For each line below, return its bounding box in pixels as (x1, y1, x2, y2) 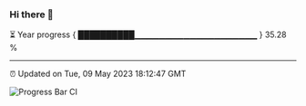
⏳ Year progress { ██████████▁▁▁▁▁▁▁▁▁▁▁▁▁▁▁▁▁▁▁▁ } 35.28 (9, 29, 287, 40)
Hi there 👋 (9, 8, 55, 21)
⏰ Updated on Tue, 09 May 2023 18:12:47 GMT (9, 68, 187, 80)
